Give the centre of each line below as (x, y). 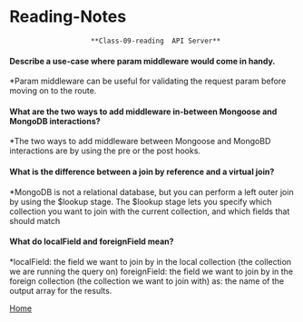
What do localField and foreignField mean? (92, 241)
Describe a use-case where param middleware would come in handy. (142, 61)
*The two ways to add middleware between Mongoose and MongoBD (140, 141)
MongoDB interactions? (55, 121)
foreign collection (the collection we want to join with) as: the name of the (147, 281)
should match (35, 220)
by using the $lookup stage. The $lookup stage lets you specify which (141, 201)
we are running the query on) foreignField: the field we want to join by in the (151, 271)
